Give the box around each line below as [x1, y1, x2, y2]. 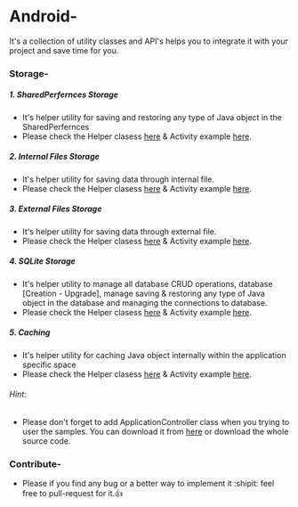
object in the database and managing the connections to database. [21, 297, 268, 308]
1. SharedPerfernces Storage [9, 89, 118, 100]
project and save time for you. [9, 45, 119, 55]
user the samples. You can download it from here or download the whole [21, 426, 289, 437]
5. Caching [9, 327, 51, 338]
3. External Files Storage [9, 203, 102, 215]
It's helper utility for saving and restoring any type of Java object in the [21, 111, 283, 122]
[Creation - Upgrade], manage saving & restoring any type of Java [21, 288, 265, 298]
